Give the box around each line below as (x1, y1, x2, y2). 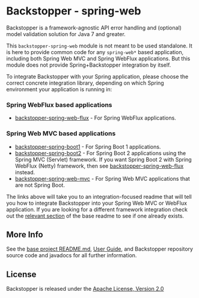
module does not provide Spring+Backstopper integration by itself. (6, 61, 171, 68)
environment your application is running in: (6, 85, 112, 93)
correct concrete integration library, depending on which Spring (6, 79, 164, 87)
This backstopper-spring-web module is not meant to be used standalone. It (6, 42, 192, 49)
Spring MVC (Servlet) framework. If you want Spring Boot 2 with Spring (14, 156, 192, 163)
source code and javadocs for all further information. (6, 252, 137, 259)
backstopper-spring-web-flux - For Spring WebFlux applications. (14, 114, 176, 121)
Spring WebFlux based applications (6, 100, 112, 109)
